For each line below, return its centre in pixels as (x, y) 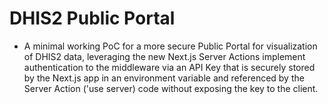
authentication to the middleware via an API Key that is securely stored (169, 67)
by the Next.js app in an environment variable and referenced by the (164, 78)
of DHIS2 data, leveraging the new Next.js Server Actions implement (164, 56)
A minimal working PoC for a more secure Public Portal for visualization (170, 46)
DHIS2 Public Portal (92, 18)
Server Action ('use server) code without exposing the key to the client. (171, 88)
